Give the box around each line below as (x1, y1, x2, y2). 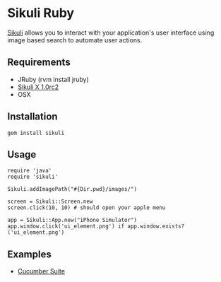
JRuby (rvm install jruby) (17, 75, 90, 83)
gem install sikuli (7, 129, 65, 136)
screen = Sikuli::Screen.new (7, 198, 93, 206)
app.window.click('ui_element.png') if (7, 223, 125, 230)
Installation (7, 111, 58, 123)
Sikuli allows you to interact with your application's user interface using (7, 28, 215, 37)
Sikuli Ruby (7, 5, 75, 21)
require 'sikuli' (7, 173, 59, 181)
